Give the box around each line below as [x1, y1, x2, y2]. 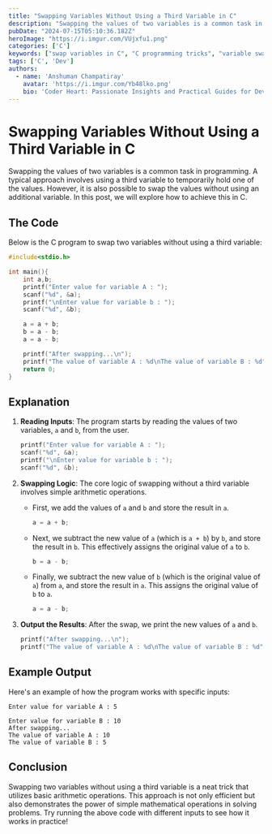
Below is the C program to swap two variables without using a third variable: [8, 237, 262, 248]
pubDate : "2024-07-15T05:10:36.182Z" [8, 27, 136, 35]
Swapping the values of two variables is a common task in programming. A [8, 166, 258, 176]
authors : [8, 65, 38, 73]
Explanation [8, 395, 70, 408]
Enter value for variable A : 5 [8, 702, 117, 711]
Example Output [8, 665, 91, 679]
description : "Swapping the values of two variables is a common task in [8, 19, 263, 28]
